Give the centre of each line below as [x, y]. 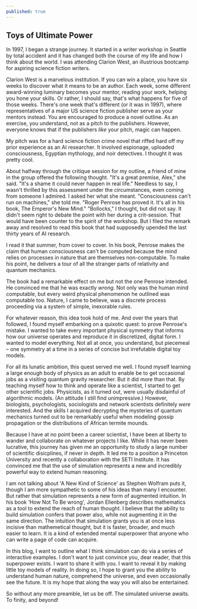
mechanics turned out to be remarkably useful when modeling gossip [90, 417]
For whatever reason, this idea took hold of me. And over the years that [92, 318]
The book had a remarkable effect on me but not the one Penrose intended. [97, 282]
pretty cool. [20, 160]
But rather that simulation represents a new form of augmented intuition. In [96, 496]
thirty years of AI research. [38, 234]
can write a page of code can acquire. [52, 540]
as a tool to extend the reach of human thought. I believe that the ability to [95, 508]
